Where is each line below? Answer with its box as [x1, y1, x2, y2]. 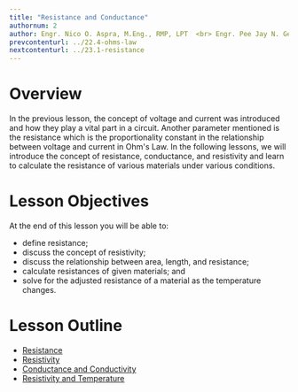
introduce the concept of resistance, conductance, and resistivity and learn [9, 151, 285, 162]
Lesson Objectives [9, 191, 149, 211]
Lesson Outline [9, 316, 122, 336]
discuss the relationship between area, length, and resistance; [21, 257, 250, 266]
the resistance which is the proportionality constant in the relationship [9, 132, 264, 142]
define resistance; [21, 238, 89, 248]
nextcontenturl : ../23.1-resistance [9, 46, 145, 55]
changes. [21, 285, 57, 295]
